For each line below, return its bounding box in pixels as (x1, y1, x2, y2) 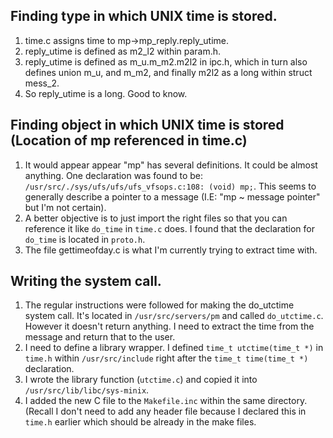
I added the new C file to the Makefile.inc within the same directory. (24, 395, 308, 407)
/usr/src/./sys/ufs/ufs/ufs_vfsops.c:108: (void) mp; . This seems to (24, 180, 317, 192)
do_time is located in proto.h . (24, 233, 146, 245)
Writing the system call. (10, 273, 162, 290)
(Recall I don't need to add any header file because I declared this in (24, 405, 307, 418)
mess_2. (24, 77, 60, 89)
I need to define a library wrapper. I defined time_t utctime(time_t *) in (24, 342, 324, 354)
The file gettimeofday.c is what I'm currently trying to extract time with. (24, 244, 318, 256)
